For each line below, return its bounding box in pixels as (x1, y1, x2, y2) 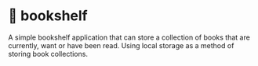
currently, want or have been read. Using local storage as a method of (8, 40, 234, 50)
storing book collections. (8, 49, 89, 58)
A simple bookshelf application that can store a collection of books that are (8, 33, 251, 42)
